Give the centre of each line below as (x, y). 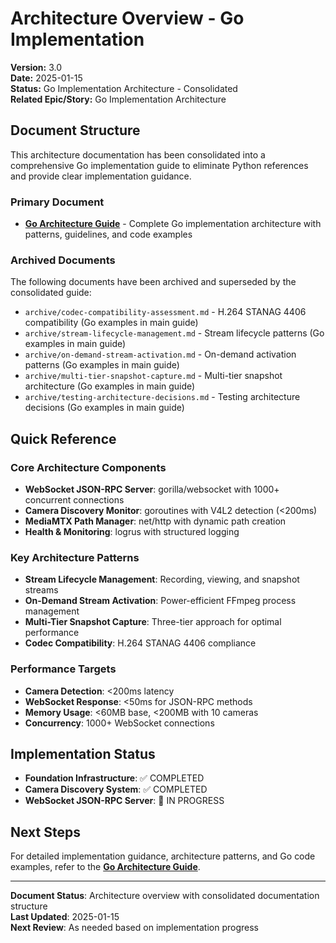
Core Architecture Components (88, 467)
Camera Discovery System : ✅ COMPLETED (116, 789)
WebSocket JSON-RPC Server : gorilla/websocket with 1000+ (152, 489)
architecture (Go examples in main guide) (110, 386)
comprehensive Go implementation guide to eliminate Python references (159, 165)
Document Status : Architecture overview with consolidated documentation (165, 896)
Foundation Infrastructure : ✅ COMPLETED (114, 778)
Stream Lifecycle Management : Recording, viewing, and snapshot (162, 579)
